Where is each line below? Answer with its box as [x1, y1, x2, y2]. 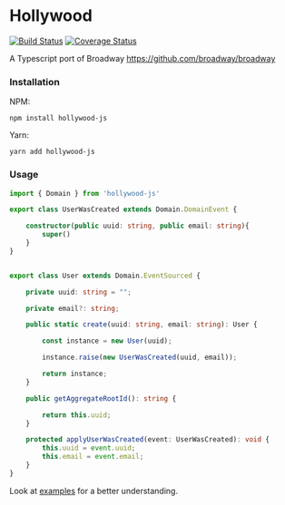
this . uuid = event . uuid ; [42, 443, 136, 453]
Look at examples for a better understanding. [9, 485, 179, 496]
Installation [9, 75, 61, 88]
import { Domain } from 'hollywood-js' [9, 189, 161, 198]
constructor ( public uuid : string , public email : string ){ [25, 221, 250, 231]
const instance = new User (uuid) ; [42, 336, 172, 345]
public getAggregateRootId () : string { [25, 393, 177, 403]
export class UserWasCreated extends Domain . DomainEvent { [9, 205, 238, 214]
